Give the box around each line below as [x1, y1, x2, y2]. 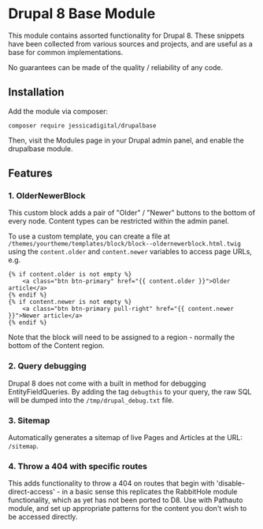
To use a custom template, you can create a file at [8, 231, 171, 241]
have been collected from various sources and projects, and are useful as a [8, 39, 254, 48]
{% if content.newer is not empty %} [8, 298, 132, 306]
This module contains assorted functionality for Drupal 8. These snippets [8, 31, 245, 40]
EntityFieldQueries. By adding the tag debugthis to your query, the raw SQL [8, 387, 252, 396]
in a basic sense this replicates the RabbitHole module [61, 487, 238, 497]
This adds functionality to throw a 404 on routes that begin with [8, 479, 215, 488]
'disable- [216, 479, 246, 488]
